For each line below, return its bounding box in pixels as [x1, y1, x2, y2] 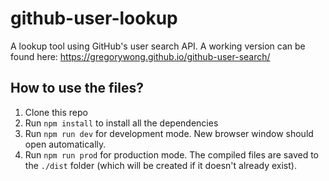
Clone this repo [24, 106, 88, 118]
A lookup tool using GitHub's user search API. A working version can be [10, 40, 306, 52]
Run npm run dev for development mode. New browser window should [24, 127, 314, 139]
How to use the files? [10, 80, 144, 97]
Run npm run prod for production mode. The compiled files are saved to [24, 148, 320, 161]
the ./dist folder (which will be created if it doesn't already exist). [24, 159, 297, 171]
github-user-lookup [10, 7, 178, 30]
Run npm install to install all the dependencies [24, 117, 219, 129]
